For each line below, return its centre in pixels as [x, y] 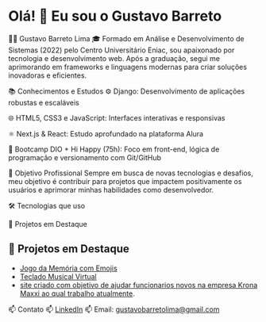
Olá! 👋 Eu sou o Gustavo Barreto [115, 16]
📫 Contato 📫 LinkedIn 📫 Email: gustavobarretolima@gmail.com [114, 309]
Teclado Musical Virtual [58, 276]
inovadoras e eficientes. [48, 75]
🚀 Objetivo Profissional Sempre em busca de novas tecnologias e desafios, [131, 173]
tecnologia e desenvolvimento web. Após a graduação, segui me [114, 58]
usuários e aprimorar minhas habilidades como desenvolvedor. [111, 190]
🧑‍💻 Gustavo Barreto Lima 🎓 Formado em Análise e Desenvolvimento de [126, 38]
